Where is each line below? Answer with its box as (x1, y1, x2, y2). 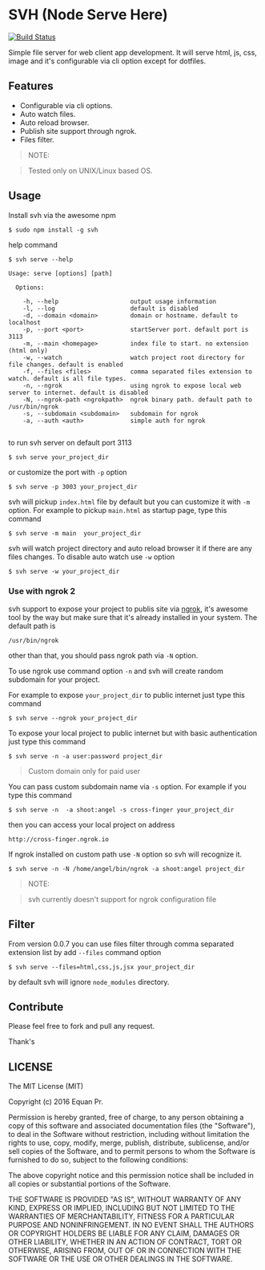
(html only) (8, 346, 48, 354)
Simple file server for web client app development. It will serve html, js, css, (8, 47, 258, 57)
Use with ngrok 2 (8, 586, 76, 597)
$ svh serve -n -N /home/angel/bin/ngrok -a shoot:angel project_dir (8, 865, 246, 873)
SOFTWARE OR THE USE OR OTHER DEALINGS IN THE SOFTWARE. (8, 1254, 233, 1264)
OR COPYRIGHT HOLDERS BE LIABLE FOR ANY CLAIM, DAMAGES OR (8, 1228, 240, 1239)
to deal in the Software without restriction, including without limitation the (8, 1130, 250, 1139)
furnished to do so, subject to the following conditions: (8, 1155, 188, 1165)
